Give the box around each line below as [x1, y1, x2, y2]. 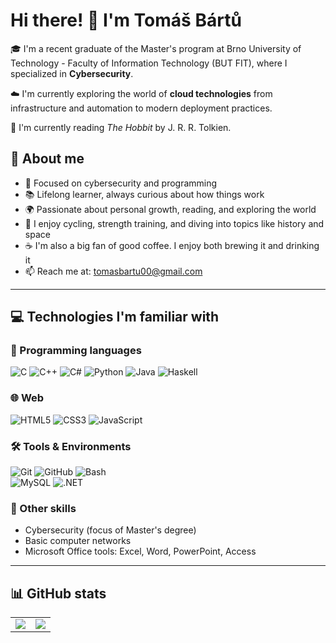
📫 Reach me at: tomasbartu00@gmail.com [24, 265, 203, 277]
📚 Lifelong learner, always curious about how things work [24, 188, 265, 200]
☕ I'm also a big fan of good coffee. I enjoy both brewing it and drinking [24, 239, 320, 251]
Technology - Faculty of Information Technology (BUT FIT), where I [10, 57, 288, 69]
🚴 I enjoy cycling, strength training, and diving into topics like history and [24, 217, 325, 229]
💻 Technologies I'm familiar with [10, 309, 220, 326]
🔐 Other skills [10, 501, 77, 515]
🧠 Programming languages [10, 344, 142, 358]
